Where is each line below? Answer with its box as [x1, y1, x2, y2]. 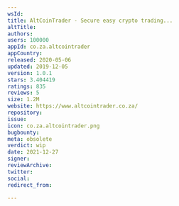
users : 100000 [7, 37, 50, 44]
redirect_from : [7, 181, 53, 188]
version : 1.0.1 [7, 69, 53, 76]
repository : [7, 109, 43, 116]
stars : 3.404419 [7, 76, 55, 84]
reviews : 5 [7, 89, 40, 96]
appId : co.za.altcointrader [7, 43, 91, 50]
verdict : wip [7, 142, 46, 149]
